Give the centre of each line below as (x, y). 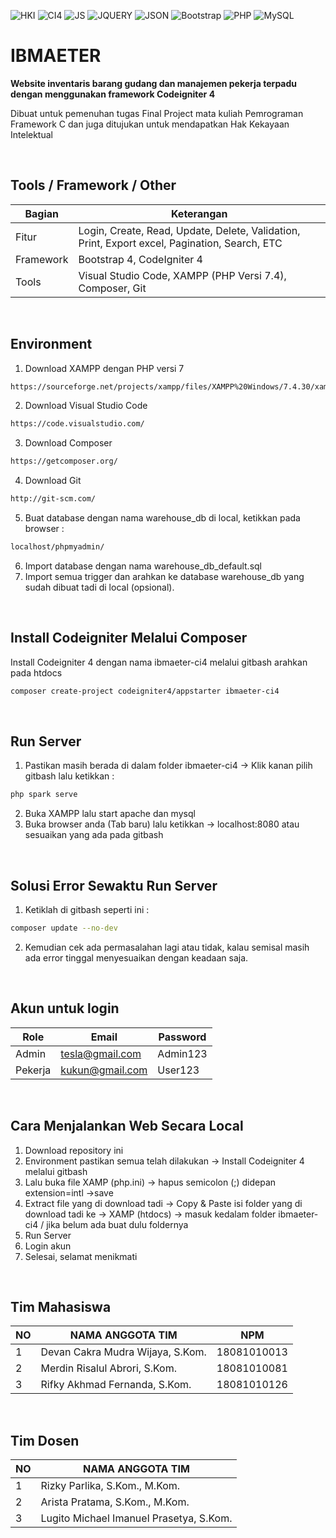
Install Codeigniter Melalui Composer (129, 638)
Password (182, 1037)
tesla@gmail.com (101, 1053)
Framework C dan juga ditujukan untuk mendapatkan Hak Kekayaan (150, 124)
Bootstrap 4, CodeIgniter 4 (140, 259)
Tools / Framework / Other (93, 185)
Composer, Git (112, 288)
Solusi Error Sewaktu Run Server (114, 885)
